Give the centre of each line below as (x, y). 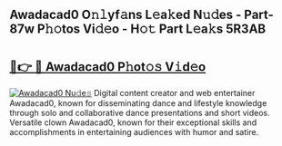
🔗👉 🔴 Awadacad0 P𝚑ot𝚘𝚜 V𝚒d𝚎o (108, 67)
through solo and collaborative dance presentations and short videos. (140, 113)
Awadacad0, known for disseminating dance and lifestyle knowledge (138, 103)
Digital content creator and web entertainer (175, 93)
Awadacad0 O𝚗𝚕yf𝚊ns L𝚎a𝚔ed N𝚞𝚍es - (126, 15)
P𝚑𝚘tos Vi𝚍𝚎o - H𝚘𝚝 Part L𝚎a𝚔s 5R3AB (151, 29)
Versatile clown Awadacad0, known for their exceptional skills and (133, 122)
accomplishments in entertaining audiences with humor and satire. (134, 132)
